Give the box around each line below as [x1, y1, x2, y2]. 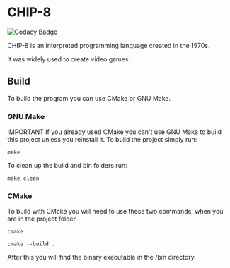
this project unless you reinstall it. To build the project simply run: [7, 135, 197, 144]
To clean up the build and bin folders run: [7, 162, 127, 170]
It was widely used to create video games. [7, 54, 131, 63]
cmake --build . [7, 240, 55, 248]
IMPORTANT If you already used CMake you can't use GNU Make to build [7, 128, 222, 136]
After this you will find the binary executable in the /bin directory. [7, 253, 196, 262]
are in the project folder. [7, 214, 78, 223]
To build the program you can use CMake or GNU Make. [7, 94, 171, 102]
